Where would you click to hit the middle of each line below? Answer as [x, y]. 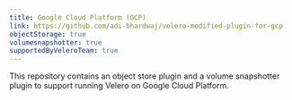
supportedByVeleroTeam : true [64, 51]
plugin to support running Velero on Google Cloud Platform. [119, 86]
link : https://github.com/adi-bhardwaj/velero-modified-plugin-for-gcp [146, 26]
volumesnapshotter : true [56, 42]
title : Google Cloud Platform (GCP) [78, 17]
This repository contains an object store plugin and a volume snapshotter [145, 76]
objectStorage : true [48, 34]
